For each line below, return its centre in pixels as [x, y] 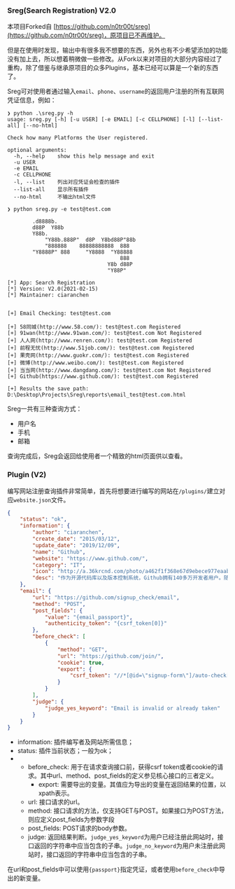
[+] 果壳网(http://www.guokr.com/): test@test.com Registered [98, 356]
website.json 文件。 [42, 499]
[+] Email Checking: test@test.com [59, 314]
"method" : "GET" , [83, 649]
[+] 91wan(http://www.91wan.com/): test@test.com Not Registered [104, 333]
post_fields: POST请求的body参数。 [79, 828]
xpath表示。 [56, 793]
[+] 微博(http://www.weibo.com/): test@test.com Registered [95, 363]
